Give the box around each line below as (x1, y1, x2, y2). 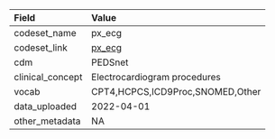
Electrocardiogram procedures (91, 71, 221, 83)
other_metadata (14, 115, 81, 127)
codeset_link (14, 42, 68, 53)
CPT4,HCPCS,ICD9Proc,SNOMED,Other (91, 86, 261, 97)
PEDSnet (91, 56, 129, 69)
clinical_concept (14, 71, 83, 83)
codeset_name (14, 27, 77, 39)
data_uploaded (14, 100, 78, 112)
